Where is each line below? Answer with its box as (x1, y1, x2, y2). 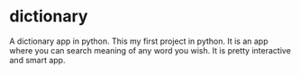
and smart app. (9, 54, 66, 65)
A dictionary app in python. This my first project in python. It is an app (9, 36, 268, 46)
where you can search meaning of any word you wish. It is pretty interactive (9, 45, 291, 55)
